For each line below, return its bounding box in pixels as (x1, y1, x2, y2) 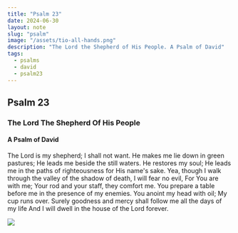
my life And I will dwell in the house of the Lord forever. (7, 204, 169, 213)
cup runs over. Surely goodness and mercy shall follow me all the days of (7, 197, 222, 205)
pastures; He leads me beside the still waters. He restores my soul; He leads (7, 159, 232, 167)
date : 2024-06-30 (7, 17, 59, 24)
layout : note (7, 24, 46, 31)
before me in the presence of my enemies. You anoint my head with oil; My (7, 190, 227, 198)
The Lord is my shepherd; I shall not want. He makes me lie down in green (7, 151, 224, 160)
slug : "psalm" (7, 30, 50, 38)
